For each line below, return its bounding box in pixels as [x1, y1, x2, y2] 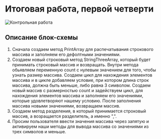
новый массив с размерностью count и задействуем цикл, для [12, 87, 143, 93]
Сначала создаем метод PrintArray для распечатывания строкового [12, 46, 154, 52]
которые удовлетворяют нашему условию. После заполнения [12, 98, 142, 104]
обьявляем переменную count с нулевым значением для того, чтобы [12, 67, 156, 73]
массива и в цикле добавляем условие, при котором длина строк [12, 77, 149, 83]
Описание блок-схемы [5, 33, 78, 42]
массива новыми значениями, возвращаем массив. [12, 103, 120, 108]
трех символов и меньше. [12, 128, 66, 134]
